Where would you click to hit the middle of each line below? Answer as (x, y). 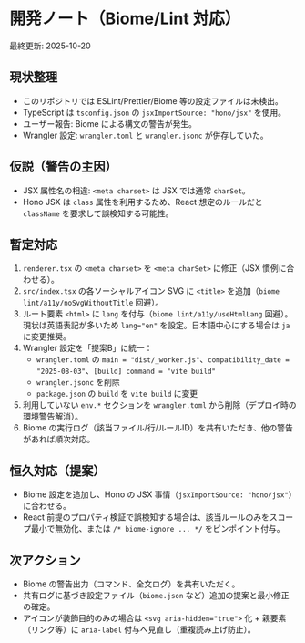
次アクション (45, 560)
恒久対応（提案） (57, 471)
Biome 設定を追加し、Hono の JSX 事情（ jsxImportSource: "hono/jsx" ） (158, 494)
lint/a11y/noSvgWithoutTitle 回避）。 (93, 303)
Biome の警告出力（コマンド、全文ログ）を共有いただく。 (131, 584)
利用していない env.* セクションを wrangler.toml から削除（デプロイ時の (160, 405)
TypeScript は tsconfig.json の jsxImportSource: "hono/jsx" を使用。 (154, 112)
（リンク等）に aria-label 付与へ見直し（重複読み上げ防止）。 (139, 629)
